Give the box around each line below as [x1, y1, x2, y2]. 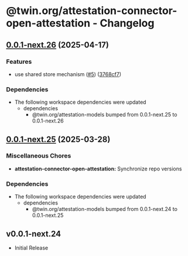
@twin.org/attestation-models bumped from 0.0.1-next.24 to [32, 206, 177, 213]
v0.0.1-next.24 [6, 228, 61, 238]
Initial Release [14, 244, 49, 251]
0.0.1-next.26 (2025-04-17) [6, 40, 110, 50]
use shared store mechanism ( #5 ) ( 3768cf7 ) [14, 70, 122, 77]
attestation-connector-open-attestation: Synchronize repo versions [14, 165, 182, 172]
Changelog [100, 16, 155, 30]
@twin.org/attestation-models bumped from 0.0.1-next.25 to [32, 111, 177, 118]
